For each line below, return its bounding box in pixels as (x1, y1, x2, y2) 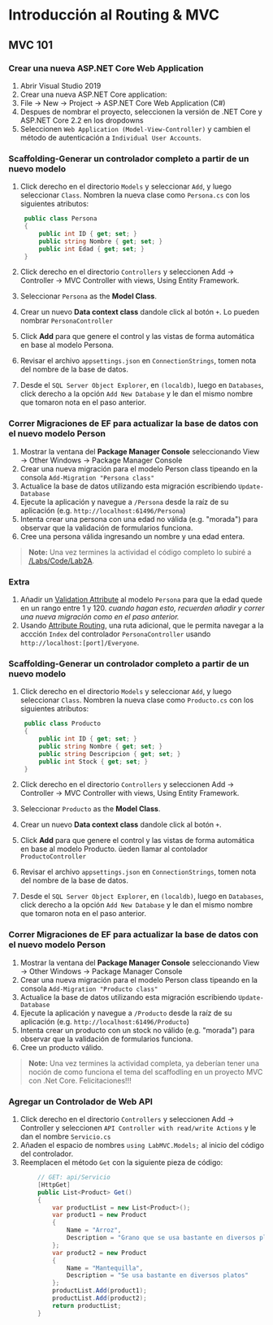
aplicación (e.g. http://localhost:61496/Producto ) (19, 1016, 189, 1026)
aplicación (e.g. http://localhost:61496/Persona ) (19, 506, 186, 515)
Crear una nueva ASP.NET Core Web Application (8, 63, 205, 74)
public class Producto (24, 719, 102, 728)
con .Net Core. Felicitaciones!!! (28, 1075, 132, 1085)
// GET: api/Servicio (37, 1173, 111, 1182)
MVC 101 (8, 38, 54, 52)
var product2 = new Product (51, 1249, 148, 1257)
